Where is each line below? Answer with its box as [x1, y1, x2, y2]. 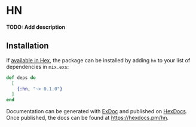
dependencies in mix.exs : [6, 63, 69, 70]
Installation [6, 41, 49, 51]
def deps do [6, 74, 36, 81]
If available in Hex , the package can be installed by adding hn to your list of [6, 56, 191, 63]
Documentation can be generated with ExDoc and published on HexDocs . [6, 108, 188, 115]
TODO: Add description [6, 23, 66, 31]
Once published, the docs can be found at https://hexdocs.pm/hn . [6, 114, 169, 122]
